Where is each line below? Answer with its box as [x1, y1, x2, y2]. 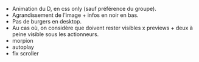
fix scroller [12, 50, 39, 57]
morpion [12, 37, 33, 44]
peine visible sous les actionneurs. [12, 31, 99, 38]
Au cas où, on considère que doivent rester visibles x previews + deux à [12, 24, 193, 31]
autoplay [12, 43, 35, 51]
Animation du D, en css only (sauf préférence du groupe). [12, 5, 156, 12]
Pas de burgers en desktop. [12, 18, 82, 25]
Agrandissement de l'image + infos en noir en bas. [12, 11, 139, 19]
